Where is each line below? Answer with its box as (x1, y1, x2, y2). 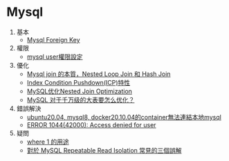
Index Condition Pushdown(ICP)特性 (26, 78, 131, 86)
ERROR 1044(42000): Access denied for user (26, 120, 156, 129)
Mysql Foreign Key (26, 35, 80, 44)
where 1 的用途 (26, 138, 70, 146)
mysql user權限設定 (26, 53, 83, 61)
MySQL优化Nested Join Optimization (26, 87, 133, 95)
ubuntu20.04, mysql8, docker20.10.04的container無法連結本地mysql (26, 113, 222, 121)
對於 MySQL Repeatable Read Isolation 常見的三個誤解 (26, 146, 182, 154)
